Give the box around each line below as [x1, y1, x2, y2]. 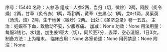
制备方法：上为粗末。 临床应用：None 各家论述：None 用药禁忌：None [5, 35, 152, 41]
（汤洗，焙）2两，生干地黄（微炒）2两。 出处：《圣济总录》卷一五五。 [5, 17, 150, 22]
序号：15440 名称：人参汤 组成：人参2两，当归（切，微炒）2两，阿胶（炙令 [5, 4, 162, 10]
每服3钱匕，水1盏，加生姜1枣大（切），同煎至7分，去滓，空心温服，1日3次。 [5, 29, 161, 35]
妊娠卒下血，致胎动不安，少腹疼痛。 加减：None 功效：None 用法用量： [14, 23, 163, 29]
